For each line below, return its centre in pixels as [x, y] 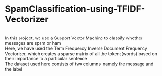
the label [14, 69]
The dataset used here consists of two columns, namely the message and [79, 64]
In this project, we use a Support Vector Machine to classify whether [74, 38]
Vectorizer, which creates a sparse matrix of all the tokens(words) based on [81, 53]
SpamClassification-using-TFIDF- [75, 9]
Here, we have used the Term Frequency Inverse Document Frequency [76, 48]
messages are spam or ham [33, 43]
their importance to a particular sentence [46, 58]
